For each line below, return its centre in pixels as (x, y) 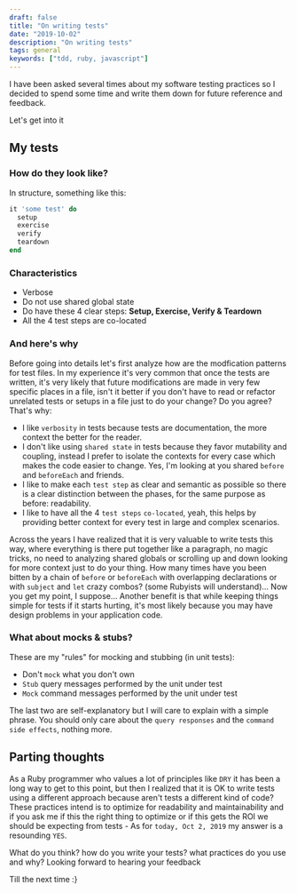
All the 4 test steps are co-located (84, 321)
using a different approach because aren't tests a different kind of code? (142, 797)
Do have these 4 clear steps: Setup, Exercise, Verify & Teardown (142, 311)
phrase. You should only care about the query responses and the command (142, 720)
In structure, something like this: (68, 193)
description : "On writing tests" (71, 42)
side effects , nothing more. (61, 729)
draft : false (33, 17)
